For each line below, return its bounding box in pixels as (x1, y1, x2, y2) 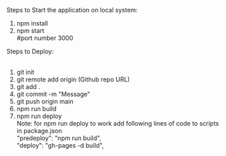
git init (16, 68, 35, 76)
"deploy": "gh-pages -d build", (16, 142, 105, 149)
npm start (16, 27, 44, 35)
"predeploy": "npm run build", (16, 134, 102, 142)
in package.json (16, 127, 62, 135)
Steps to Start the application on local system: (6, 6, 138, 14)
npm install (16, 19, 49, 27)
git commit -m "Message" (16, 90, 91, 98)
